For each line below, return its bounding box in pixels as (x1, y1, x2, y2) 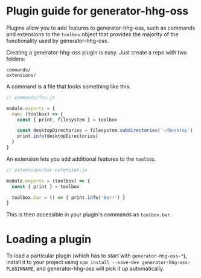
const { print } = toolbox (11, 183, 80, 190)
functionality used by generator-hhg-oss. (6, 37, 109, 44)
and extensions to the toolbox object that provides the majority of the (6, 30, 179, 37)
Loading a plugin (6, 232, 92, 246)
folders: (6, 55, 25, 62)
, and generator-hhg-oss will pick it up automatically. (33, 265, 165, 273)
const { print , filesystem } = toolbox (17, 117, 118, 123)
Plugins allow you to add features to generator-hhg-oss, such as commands (6, 24, 196, 31)
